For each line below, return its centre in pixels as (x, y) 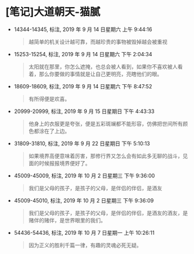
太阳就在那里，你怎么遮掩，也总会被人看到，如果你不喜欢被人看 (105, 66)
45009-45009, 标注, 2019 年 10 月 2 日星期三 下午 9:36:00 (84, 176)
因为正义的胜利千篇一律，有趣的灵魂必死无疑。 (85, 245)
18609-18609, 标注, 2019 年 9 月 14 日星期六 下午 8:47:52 (83, 86)
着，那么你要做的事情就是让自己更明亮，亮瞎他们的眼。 (95, 74)
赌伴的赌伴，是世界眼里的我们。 (67, 220)
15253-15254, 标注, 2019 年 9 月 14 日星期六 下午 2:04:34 (83, 54)
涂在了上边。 (55, 131)
